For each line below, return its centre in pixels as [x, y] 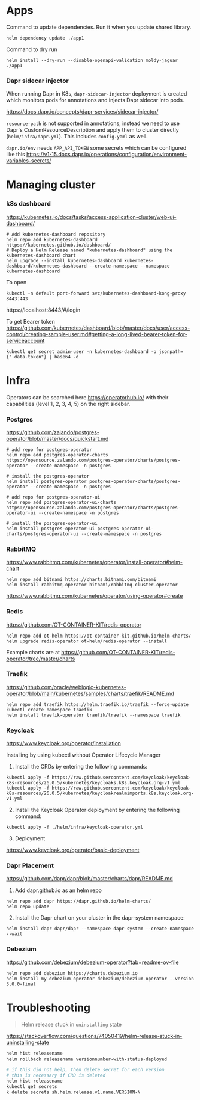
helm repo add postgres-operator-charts [57, 455]
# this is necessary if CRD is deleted [56, 1075]
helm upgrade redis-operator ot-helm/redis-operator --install [87, 641]
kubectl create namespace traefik [49, 710]
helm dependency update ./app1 [45, 38]
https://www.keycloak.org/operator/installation [64, 743]
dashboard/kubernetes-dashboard [46, 266]
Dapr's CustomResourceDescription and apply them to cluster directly [93, 130]
